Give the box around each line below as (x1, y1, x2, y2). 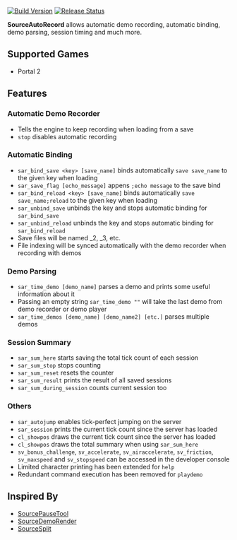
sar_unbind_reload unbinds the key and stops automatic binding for (17, 218, 214, 227)
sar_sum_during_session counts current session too (17, 384, 167, 392)
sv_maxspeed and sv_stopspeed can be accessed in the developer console (17, 454, 230, 463)
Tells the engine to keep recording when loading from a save (17, 124, 194, 134)
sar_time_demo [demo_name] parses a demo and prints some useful (17, 283, 210, 291)
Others (7, 401, 32, 411)
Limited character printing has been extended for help (17, 462, 175, 471)
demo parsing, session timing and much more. (7, 28, 142, 36)
